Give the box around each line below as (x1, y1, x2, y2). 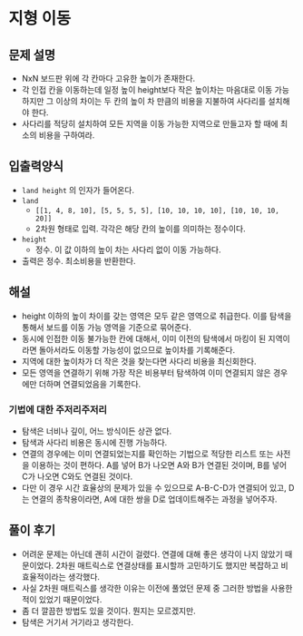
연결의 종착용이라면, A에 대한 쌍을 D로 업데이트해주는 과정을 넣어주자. (31, 494, 278, 504)
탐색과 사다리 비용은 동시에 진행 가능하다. (21, 436, 168, 447)
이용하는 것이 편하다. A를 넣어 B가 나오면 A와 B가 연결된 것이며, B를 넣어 (31, 459, 288, 470)
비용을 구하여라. (38, 130, 95, 141)
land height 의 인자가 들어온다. (21, 184, 135, 195)
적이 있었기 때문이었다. (21, 593, 103, 604)
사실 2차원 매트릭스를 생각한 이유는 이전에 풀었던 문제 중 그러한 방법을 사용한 (21, 582, 293, 593)
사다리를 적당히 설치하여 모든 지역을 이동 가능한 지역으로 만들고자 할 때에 (21, 119, 279, 129)
